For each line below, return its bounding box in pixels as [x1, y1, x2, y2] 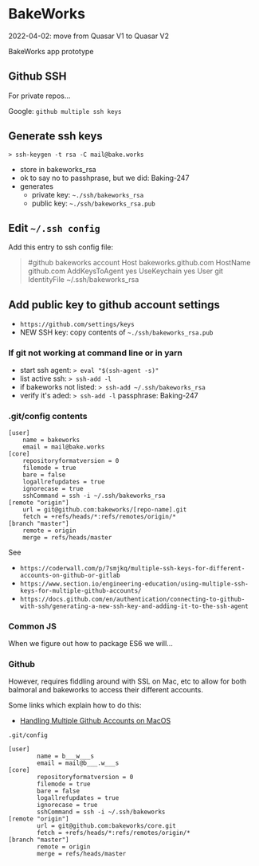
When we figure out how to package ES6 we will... [8, 639, 173, 649]
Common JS [8, 621, 57, 632]
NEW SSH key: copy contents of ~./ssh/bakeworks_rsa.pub [19, 327, 214, 337]
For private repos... [8, 91, 71, 100]
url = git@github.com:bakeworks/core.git [37, 822, 177, 830]
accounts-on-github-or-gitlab [19, 571, 121, 579]
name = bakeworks [22, 436, 80, 444]
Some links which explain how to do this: [8, 700, 142, 710]
